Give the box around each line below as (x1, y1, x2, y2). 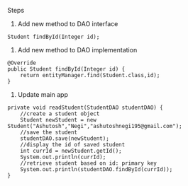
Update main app (17, 91, 69, 98)
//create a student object (20, 110, 100, 117)
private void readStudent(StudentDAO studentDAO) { (7, 104, 163, 111)
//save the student (20, 129, 78, 136)
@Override (7, 59, 37, 66)
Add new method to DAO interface (17, 20, 118, 28)
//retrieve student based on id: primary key (20, 160, 157, 167)
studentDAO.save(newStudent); (20, 135, 110, 142)
